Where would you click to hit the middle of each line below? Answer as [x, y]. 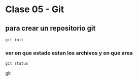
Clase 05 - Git [35, 9]
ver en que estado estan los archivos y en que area [69, 53]
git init [14, 40]
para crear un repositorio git [50, 28]
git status [17, 64]
